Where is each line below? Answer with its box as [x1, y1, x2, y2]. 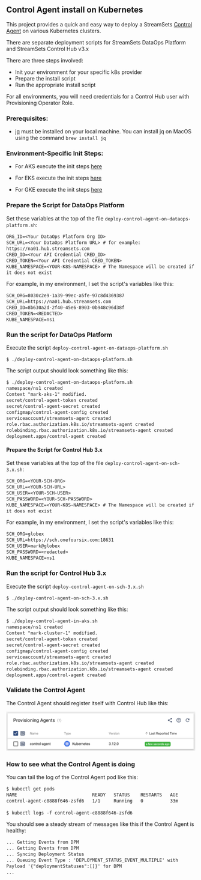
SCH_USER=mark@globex [6, 543, 61, 549]
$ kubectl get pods [6, 786, 55, 792]
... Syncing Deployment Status [6, 851, 85, 858]
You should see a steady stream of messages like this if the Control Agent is [6, 821, 194, 828]
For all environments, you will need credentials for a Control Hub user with [6, 93, 190, 100]
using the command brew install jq [14, 135, 106, 142]
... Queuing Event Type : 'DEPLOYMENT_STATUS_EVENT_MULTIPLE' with [6, 857, 179, 864]
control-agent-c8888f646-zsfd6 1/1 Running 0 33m [6, 798, 179, 804]
